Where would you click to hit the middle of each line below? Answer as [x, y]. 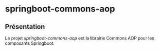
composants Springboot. [30, 43]
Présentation [25, 27]
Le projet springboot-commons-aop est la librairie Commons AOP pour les [80, 38]
